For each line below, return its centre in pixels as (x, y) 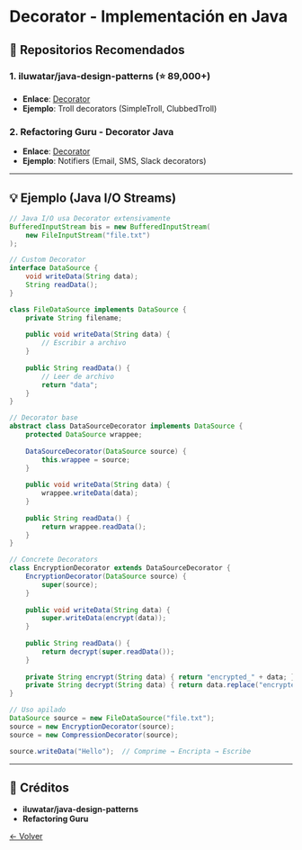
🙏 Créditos (39, 788)
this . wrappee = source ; (86, 460)
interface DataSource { (54, 268)
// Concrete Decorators (54, 560)
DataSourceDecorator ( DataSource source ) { (106, 451)
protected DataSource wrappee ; (84, 435)
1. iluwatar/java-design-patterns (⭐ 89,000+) (110, 76)
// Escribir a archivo (84, 343)
